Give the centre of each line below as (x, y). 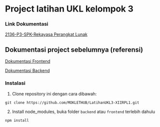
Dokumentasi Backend (27, 71)
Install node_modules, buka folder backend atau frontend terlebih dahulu (84, 112)
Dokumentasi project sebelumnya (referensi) (74, 49)
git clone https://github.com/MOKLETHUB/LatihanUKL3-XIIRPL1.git (72, 102)
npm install (17, 120)
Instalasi (15, 83)
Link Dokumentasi (27, 24)
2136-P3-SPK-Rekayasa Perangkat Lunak (46, 34)
